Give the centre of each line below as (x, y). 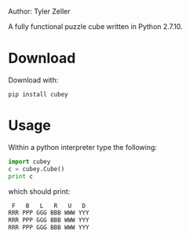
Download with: (33, 80)
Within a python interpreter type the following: (82, 147)
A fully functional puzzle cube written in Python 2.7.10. (95, 26)
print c (21, 176)
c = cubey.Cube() (37, 169)
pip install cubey (38, 94)
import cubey (29, 161)
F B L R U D (49, 206)
